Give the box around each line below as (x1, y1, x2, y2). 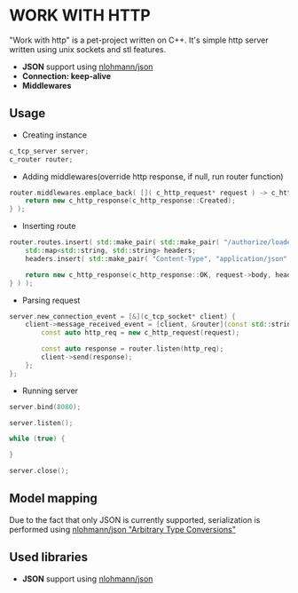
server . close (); (9, 467, 69, 476)
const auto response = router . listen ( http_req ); (41, 344, 224, 353)
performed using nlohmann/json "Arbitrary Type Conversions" (9, 524, 237, 534)
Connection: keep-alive (21, 70, 112, 81)
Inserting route (21, 221, 76, 232)
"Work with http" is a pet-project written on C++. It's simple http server (9, 35, 269, 45)
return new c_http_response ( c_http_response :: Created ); (25, 196, 237, 205)
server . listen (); (9, 418, 74, 427)
